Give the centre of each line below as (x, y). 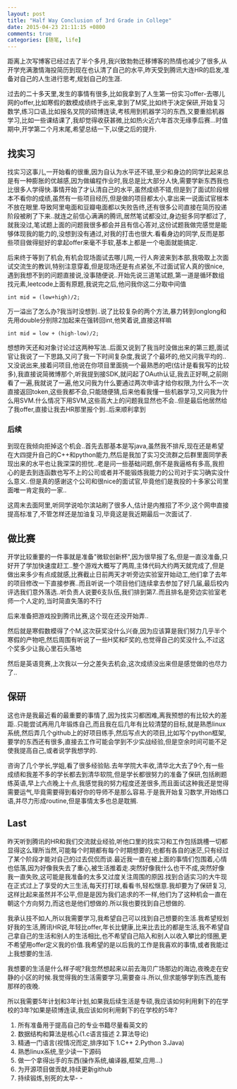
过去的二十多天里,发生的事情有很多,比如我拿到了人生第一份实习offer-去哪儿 (116, 94)
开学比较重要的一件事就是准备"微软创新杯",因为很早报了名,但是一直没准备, (115, 557)
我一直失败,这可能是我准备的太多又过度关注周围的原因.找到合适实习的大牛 (114, 876)
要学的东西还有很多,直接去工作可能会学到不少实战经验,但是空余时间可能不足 (117, 742)
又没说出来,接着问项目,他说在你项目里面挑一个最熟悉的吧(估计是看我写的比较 (119, 365)
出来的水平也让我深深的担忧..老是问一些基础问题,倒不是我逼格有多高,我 (116, 464)
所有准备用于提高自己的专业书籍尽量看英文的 (83, 1025)
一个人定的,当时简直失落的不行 (57, 601)
